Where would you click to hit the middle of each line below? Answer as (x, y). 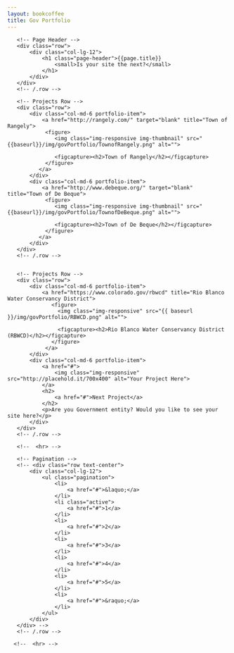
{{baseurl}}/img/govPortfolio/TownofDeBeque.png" (82, 212)
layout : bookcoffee (36, 14)
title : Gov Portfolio (39, 20)
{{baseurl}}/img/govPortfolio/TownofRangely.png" (82, 144)
